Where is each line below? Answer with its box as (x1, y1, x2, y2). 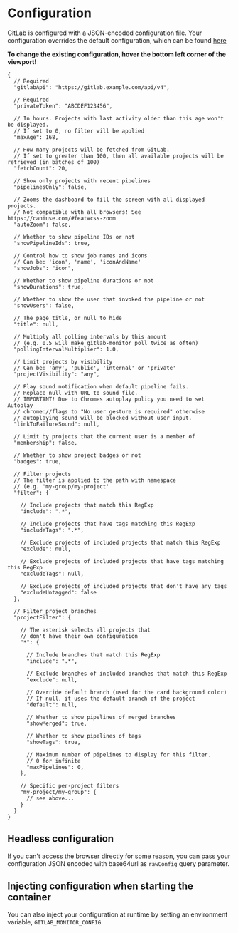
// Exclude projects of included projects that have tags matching (20, 557, 224, 565)
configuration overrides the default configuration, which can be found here (7, 36, 227, 44)
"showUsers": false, (13, 301, 75, 309)
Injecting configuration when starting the (7, 880, 194, 892)
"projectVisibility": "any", (13, 371, 100, 378)
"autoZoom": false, (13, 221, 72, 228)
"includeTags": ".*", (20, 526, 84, 534)
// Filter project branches (13, 607, 97, 614)
